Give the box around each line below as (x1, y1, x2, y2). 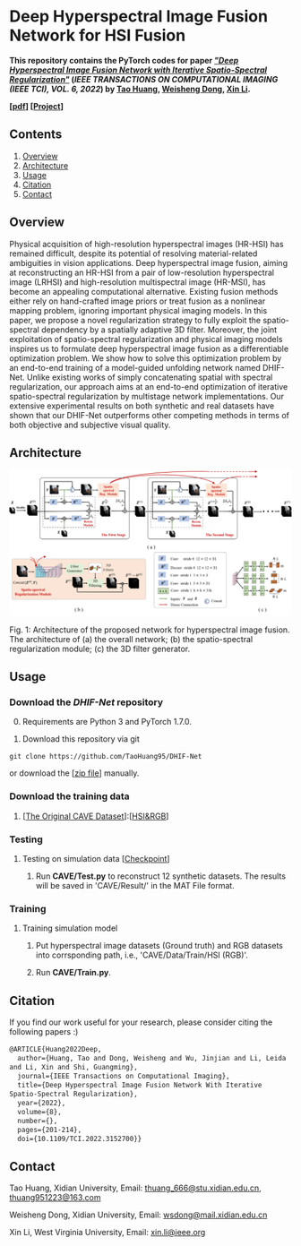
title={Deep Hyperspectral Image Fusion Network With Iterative (17, 1081, 262, 1090)
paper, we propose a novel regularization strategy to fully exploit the (9, 314, 262, 325)
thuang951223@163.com (9, 1191, 101, 1202)
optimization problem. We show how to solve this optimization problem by (9, 352, 282, 364)
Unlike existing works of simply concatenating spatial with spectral (26, 372, 273, 382)
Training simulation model (21, 923, 118, 933)
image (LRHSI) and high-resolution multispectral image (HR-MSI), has (9, 276, 266, 288)
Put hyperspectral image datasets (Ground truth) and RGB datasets (35, 941, 284, 951)
